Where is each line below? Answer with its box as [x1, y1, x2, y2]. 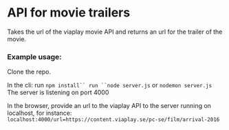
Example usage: [7, 52, 62, 61]
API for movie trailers [7, 5, 131, 21]
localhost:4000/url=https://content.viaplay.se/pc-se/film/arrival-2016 [7, 116, 220, 123]
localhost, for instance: [7, 109, 72, 118]
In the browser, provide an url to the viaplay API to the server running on [7, 102, 212, 110]
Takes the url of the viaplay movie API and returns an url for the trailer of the [7, 28, 223, 36]
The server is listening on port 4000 [7, 88, 109, 97]
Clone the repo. [7, 67, 52, 76]
